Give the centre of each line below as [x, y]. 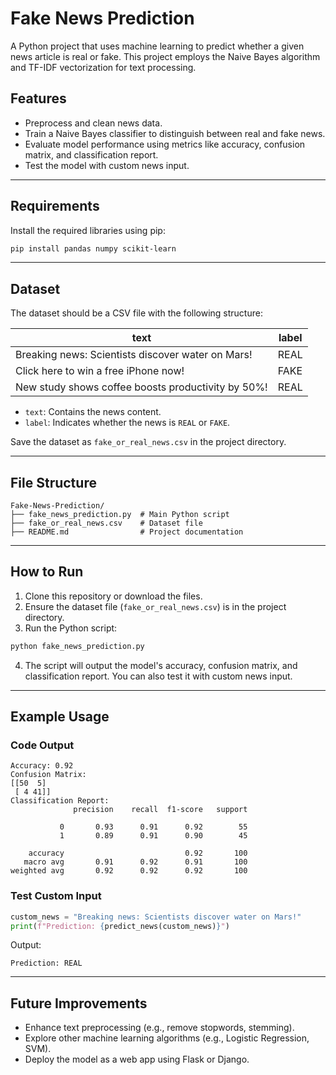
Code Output [42, 745]
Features [38, 98]
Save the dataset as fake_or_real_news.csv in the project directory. [148, 442]
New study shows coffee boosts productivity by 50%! [141, 387]
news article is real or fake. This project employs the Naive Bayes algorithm [165, 56]
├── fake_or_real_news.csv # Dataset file [106, 523]
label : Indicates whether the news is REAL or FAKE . [127, 423]
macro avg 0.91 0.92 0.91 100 [135, 862]
